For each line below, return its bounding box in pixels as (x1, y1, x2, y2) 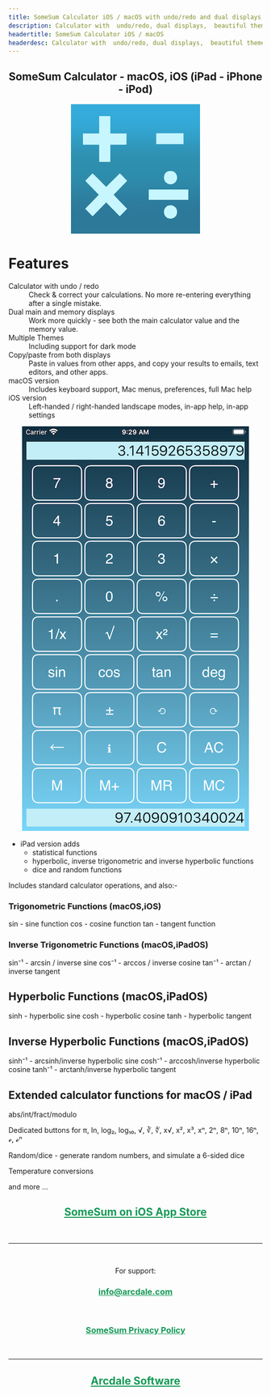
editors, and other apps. (28, 367, 109, 376)
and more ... (8, 1182, 48, 1192)
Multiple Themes (8, 333, 65, 342)
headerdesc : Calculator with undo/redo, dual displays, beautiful (8, 39, 244, 47)
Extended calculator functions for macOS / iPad (8, 1088, 252, 1102)
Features (8, 255, 69, 273)
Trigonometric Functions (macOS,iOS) (8, 901, 162, 912)
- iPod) (118, 82, 153, 96)
